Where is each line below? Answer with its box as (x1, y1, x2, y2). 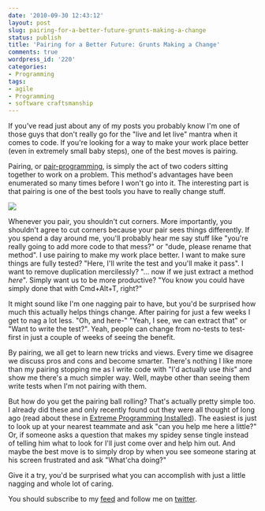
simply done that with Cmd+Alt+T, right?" (8, 284, 143, 293)
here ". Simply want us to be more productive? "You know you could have (8, 275, 245, 285)
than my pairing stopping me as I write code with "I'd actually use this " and (8, 364, 252, 375)
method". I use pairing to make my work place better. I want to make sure (8, 250, 246, 260)
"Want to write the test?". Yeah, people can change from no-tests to (8, 324, 229, 334)
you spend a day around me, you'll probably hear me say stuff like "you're (8, 233, 248, 243)
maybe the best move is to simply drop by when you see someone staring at (8, 447, 256, 457)
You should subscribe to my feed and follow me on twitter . (8, 494, 197, 504)
